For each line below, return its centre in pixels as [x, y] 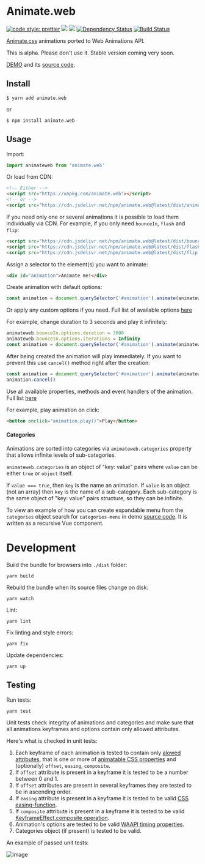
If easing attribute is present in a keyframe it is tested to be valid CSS [102, 798]
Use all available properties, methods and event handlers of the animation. [100, 391]
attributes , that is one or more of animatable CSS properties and [95, 759]
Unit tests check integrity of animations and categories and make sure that [100, 722]
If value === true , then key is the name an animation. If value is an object [98, 485]
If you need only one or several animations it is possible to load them [92, 217]
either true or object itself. [40, 473]
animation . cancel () [31, 380]
